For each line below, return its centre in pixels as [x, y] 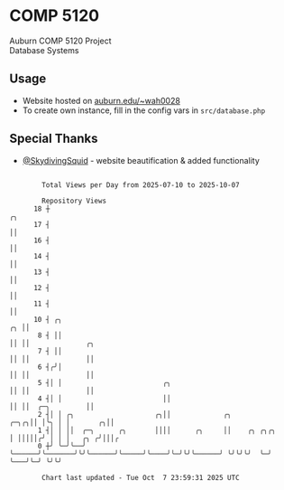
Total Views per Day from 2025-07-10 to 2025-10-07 [141, 185]
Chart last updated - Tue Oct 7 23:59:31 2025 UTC [141, 477]
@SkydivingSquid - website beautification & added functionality [141, 160]
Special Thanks [54, 139]
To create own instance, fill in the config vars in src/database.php [144, 110]
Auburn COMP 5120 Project [60, 41]
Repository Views [74, 201]
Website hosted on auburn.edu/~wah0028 [101, 100]
